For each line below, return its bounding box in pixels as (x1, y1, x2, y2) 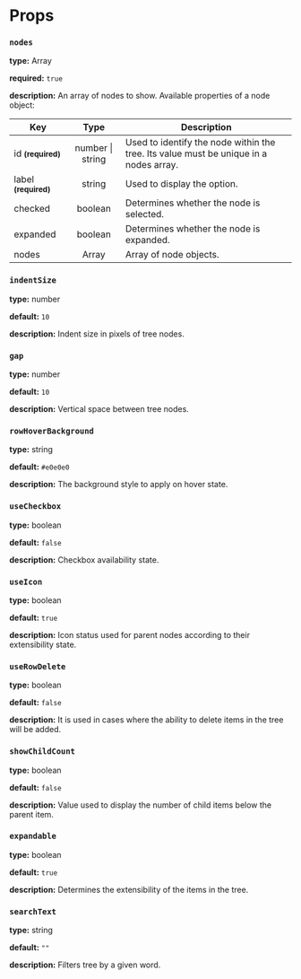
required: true (9, 73, 63, 83)
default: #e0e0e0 (9, 461, 70, 472)
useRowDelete (9, 661, 66, 671)
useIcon (9, 576, 43, 587)
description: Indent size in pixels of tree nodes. (9, 328, 185, 339)
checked (13, 203, 51, 215)
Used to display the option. (125, 178, 238, 190)
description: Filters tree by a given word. (9, 959, 161, 970)
